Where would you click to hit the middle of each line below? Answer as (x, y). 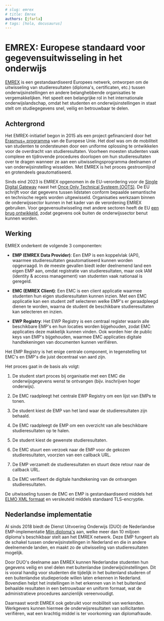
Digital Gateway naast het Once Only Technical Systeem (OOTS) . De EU (77, 187)
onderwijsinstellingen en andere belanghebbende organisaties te (70, 93)
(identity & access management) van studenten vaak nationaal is (77, 276)
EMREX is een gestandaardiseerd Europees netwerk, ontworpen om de (77, 82)
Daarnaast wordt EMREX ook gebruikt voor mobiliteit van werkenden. (75, 603)
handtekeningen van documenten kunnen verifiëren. (65, 342)
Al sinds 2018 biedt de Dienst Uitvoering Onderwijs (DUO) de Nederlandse (80, 526)
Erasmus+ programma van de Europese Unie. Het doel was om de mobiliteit (82, 141)
